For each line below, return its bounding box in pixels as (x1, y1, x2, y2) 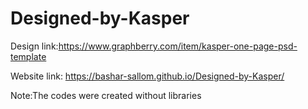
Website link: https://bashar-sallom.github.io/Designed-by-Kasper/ (10, 70, 285, 82)
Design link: (10, 40, 59, 52)
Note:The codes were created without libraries (10, 89, 202, 101)
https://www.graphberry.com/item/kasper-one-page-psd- (58, 40, 298, 52)
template (10, 50, 47, 62)
